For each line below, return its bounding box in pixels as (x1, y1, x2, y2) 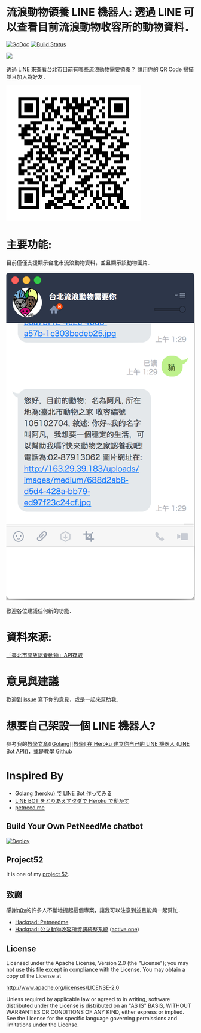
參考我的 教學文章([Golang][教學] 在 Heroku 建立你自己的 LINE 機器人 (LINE (6, 740, 190, 747)
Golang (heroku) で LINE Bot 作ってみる (14, 790, 112, 797)
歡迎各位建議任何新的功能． (6, 608, 75, 615)
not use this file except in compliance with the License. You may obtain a (6, 966, 185, 974)
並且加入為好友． (6, 73, 48, 80)
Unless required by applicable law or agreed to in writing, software (6, 996, 170, 1003)
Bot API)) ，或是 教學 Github (6, 748, 73, 755)
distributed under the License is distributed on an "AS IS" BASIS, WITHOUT (6, 1002, 191, 1010)
